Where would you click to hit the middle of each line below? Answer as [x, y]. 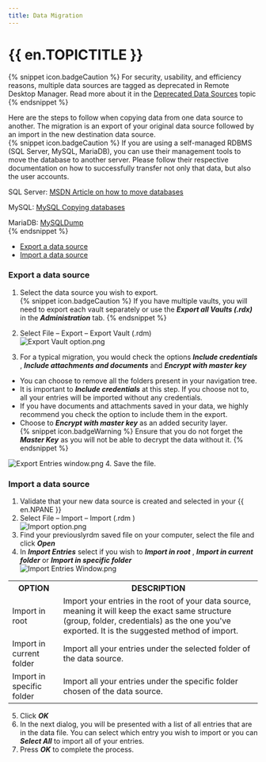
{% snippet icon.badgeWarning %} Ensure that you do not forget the [131, 431]
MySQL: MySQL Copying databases [66, 207]
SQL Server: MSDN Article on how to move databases [96, 192]
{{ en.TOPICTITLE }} [76, 54]
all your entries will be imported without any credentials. [111, 397]
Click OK [34, 716]
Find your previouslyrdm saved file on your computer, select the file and [137, 535]
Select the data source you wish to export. [89, 292]
